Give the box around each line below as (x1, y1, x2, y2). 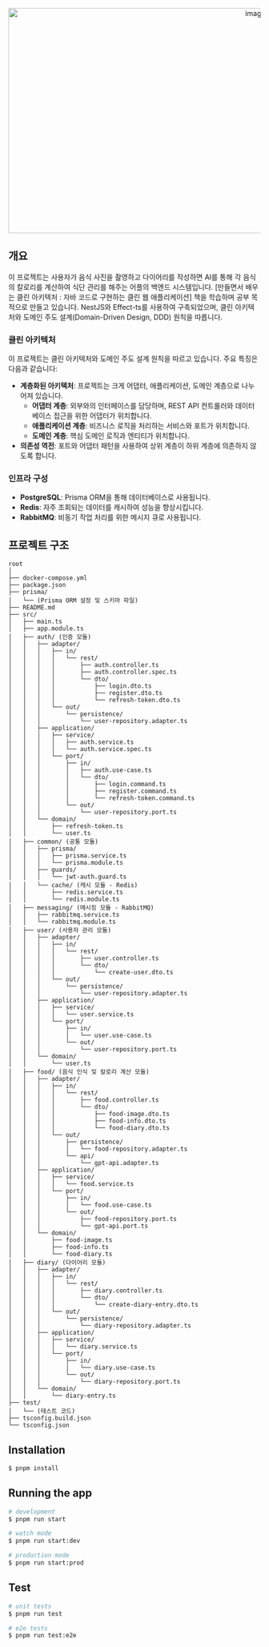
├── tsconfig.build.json (8, 1414, 91, 1423)
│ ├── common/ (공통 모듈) (8, 838, 98, 846)
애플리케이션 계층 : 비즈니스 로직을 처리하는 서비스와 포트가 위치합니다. (31, 421, 250, 431)
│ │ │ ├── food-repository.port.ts (8, 1215, 178, 1223)
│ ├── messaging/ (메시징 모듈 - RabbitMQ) (8, 904, 155, 912)
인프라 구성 (8, 473, 49, 484)
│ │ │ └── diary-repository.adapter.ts (8, 1322, 192, 1330)
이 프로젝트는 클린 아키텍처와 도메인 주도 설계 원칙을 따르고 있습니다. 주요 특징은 (8, 354, 259, 364)
